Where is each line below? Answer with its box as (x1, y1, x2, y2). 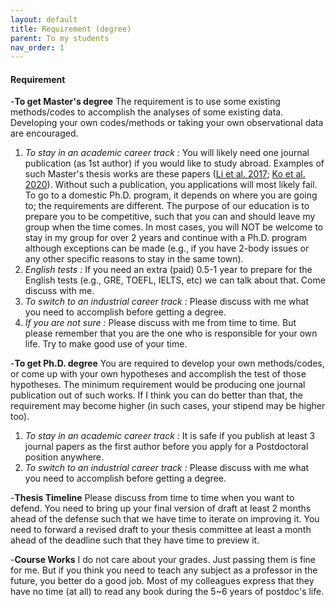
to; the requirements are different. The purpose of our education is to (24, 200, 310, 212)
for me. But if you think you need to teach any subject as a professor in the (10, 564, 318, 576)
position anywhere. (24, 451, 105, 463)
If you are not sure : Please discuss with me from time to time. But (24, 317, 297, 329)
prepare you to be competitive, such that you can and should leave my (24, 211, 316, 223)
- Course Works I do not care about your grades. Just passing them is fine (10, 554, 317, 566)
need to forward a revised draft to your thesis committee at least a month (10, 524, 312, 536)
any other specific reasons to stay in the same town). (24, 253, 244, 265)
